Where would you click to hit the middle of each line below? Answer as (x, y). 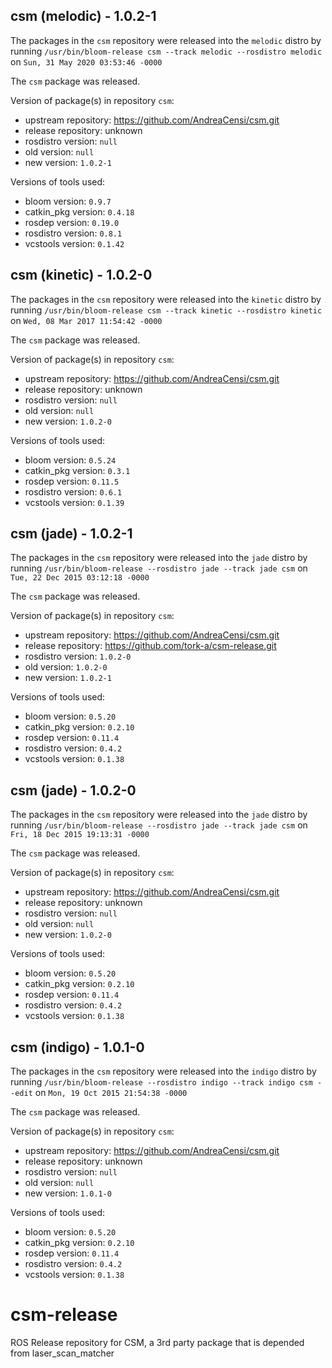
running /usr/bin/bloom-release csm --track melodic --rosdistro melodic (166, 51)
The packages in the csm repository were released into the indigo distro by (163, 1071)
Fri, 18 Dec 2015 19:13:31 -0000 (80, 835)
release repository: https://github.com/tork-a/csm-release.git (150, 646)
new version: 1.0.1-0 (68, 1193)
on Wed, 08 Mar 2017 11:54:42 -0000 (86, 320)
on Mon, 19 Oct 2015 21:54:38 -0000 (111, 1093)
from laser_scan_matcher (62, 1353)
